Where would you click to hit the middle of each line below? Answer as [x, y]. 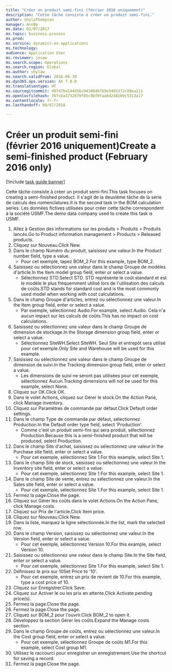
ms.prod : [15, 39]
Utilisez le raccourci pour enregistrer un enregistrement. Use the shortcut [90, 653]
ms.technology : [22, 48]
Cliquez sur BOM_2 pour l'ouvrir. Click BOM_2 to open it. [72, 615]
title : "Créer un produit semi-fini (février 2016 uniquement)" [76, 10]
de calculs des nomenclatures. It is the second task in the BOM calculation [83, 203]
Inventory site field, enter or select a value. [58, 468]
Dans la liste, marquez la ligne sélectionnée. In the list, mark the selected [89, 523]
